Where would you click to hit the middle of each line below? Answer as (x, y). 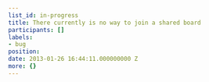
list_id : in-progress (43, 15)
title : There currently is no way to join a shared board (104, 23)
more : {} (22, 66)
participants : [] (36, 30)
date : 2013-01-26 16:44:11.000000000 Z (73, 59)
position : (24, 52)
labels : (21, 37)
